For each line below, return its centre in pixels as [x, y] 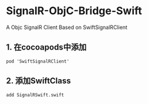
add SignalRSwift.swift [35, 95]
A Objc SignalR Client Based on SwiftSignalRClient [67, 27]
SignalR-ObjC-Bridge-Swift [74, 11]
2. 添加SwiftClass [39, 81]
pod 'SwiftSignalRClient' [38, 61]
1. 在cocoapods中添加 [46, 48]
